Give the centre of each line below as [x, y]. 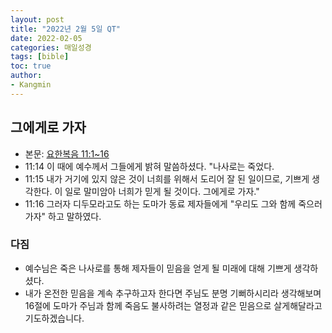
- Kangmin [31, 85]
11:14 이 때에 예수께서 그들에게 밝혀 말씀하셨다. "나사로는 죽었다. [149, 166]
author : [26, 76]
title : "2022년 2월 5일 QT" [66, 29]
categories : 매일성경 [51, 47]
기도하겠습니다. [54, 318]
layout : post [37, 19]
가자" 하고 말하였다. [63, 216]
